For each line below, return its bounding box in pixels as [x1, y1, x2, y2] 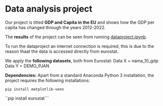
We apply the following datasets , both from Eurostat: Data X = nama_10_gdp [5, 58, 159, 63]
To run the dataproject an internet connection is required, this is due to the [5, 43, 154, 49]
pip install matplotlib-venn [5, 87, 64, 91]
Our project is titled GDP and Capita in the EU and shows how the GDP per [5, 19, 155, 25]
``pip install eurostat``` [5, 95, 49, 101]
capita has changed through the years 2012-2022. [5, 24, 106, 30]
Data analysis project [5, 3, 92, 15]
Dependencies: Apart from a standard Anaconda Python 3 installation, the [5, 72, 154, 78]
